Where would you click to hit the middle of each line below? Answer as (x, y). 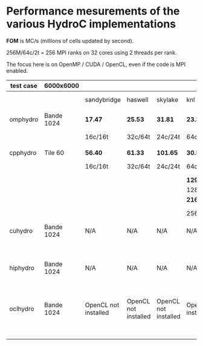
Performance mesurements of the (93, 11)
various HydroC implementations (91, 24)
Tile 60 (54, 153)
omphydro (24, 119)
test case (24, 85)
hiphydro (22, 268)
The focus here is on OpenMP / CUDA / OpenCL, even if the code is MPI (96, 64)
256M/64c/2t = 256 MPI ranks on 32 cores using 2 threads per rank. (92, 52)
